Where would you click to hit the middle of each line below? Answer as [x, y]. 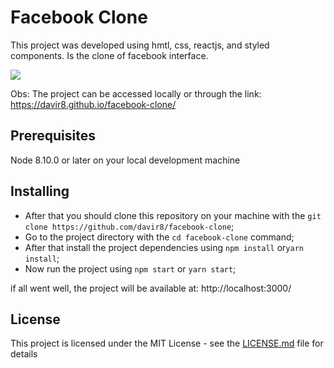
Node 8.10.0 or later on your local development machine [125, 160]
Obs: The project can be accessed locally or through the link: [136, 93]
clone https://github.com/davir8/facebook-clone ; [129, 226]
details [24, 354]
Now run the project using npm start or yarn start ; [130, 268]
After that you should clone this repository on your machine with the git [173, 215]
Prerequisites [53, 136]
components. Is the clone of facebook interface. [109, 55]
